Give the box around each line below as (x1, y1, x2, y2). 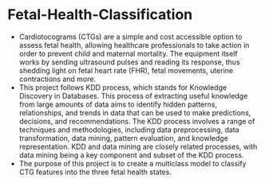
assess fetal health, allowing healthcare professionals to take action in (18, 40, 250, 49)
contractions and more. (18, 74, 97, 84)
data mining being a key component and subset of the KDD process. (18, 150, 244, 160)
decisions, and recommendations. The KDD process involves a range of (18, 116, 255, 126)
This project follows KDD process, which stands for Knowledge (18, 82, 227, 92)
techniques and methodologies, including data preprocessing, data (18, 125, 240, 134)
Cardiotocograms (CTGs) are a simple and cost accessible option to (18, 32, 243, 41)
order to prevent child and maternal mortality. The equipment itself (18, 49, 238, 58)
